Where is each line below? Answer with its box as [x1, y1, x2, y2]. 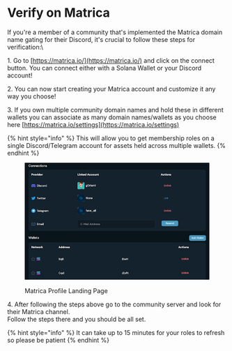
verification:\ [7, 43, 43, 51]
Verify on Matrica [7, 5, 110, 21]
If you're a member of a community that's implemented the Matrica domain [7, 28, 223, 36]
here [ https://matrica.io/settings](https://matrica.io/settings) [7, 120, 180, 128]
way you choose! [7, 92, 56, 100]
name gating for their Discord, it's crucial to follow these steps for [7, 35, 196, 43]
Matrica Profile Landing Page [24, 287, 108, 295]
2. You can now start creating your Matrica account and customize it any [7, 84, 216, 93]
